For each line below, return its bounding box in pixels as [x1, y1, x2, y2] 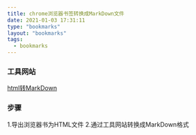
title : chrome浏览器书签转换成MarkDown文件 [7, 10, 125, 17]
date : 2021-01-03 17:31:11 [7, 17, 85, 24]
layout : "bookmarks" [7, 29, 67, 37]
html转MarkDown [7, 84, 58, 93]
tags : [7, 36, 23, 43]
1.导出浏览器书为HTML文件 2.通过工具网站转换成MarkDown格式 [7, 120, 189, 129]
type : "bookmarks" [7, 23, 60, 30]
